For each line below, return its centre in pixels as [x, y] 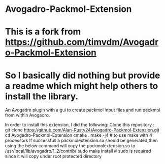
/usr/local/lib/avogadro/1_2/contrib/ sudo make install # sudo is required [78, 151]
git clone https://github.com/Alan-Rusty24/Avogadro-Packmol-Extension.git [82, 130]
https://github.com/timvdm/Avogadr [82, 42]
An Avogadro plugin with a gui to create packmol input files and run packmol [82, 110]
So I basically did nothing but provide [82, 75]
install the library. [42, 96]
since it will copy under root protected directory [53, 156]
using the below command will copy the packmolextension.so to [70, 146]
